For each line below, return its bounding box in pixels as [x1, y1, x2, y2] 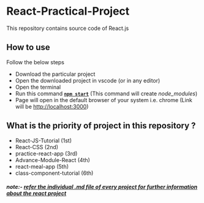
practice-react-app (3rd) [15, 150, 78, 157]
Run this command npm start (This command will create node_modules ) [15, 90, 198, 97]
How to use [6, 42, 50, 53]
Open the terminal [15, 83, 61, 90]
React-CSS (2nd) [15, 143, 59, 150]
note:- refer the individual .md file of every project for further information [6, 183, 198, 191]
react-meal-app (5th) [15, 163, 69, 170]
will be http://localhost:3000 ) [15, 103, 89, 110]
